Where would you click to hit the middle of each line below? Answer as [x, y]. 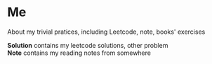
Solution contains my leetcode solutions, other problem [88, 45]
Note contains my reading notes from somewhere [79, 53]
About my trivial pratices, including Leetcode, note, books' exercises [106, 32]
